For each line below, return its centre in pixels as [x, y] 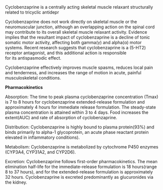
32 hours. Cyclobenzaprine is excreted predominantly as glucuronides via [79, 177]
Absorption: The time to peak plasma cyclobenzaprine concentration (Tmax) [82, 97]
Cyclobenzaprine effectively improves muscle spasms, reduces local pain [79, 67]
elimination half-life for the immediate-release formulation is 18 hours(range [81, 167]
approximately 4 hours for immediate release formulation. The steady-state [81, 107]
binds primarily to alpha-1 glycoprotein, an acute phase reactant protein [77, 132]
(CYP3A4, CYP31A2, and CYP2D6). [41, 152]
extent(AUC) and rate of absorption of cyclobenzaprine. [61, 117]
